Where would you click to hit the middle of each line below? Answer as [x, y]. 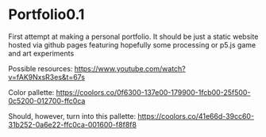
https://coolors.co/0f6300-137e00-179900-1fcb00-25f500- [153, 92]
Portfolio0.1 [46, 15]
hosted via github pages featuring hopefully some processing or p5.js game [132, 44]
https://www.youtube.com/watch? [130, 68]
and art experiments [41, 53]
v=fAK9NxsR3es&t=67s [47, 77]
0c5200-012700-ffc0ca [47, 101]
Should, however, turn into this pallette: [72, 116]
